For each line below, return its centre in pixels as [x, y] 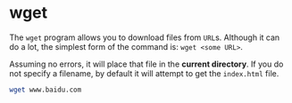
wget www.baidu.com [46, 90]
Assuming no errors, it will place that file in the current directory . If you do [146, 64]
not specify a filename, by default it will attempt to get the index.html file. [144, 73]
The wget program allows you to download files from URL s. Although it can [145, 37]
